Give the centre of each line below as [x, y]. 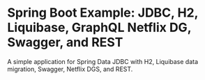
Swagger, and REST [65, 42]
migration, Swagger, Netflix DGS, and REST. [70, 69]
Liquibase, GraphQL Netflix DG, [99, 27]
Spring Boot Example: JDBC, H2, [103, 13]
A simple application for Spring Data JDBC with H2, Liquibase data [103, 61]
